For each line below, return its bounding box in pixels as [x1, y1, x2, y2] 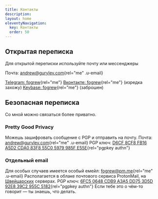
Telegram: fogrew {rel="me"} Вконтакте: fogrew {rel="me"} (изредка [5, 79, 143, 85]
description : [5, 12, 32, 17]
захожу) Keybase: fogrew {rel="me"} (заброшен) [5, 84, 104, 90]
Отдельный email [5, 157, 48, 164]
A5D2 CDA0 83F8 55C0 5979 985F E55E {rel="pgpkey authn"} [5, 145, 130, 150]
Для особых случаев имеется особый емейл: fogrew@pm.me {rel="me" [5, 168, 153, 174]
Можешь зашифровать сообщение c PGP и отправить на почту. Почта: [5, 134, 153, 140]
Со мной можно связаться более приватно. [5, 111, 97, 117]
